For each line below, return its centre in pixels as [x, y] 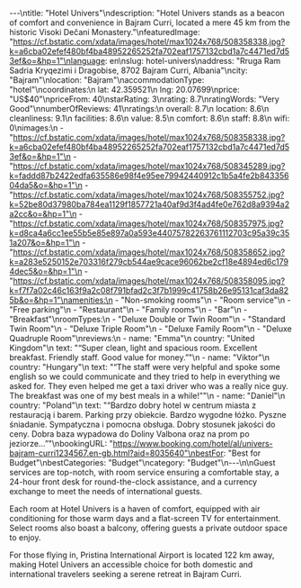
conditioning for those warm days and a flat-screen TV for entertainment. [145, 518]
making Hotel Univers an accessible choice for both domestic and [131, 565]
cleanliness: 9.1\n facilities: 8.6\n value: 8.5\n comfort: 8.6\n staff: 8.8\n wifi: [150, 118]
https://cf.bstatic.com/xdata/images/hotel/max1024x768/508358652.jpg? [149, 252]
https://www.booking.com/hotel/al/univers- [193, 443]
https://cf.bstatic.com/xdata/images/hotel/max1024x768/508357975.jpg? [149, 223]
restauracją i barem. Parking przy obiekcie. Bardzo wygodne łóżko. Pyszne [148, 415]
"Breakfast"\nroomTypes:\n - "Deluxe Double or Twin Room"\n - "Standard [147, 319]
